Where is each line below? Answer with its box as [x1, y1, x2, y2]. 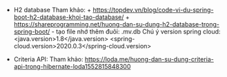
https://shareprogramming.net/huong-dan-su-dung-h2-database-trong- [13, 20, 219, 28]
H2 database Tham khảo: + [13, 6, 92, 14]
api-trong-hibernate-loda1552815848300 [13, 63, 131, 70]
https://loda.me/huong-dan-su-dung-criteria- [84, 55, 214, 63]
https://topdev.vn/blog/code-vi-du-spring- [92, 6, 214, 14]
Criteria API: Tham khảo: [13, 55, 83, 63]
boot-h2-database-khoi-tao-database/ [13, 13, 124, 21]
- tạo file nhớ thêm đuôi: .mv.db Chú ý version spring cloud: [51, 27, 221, 35]
